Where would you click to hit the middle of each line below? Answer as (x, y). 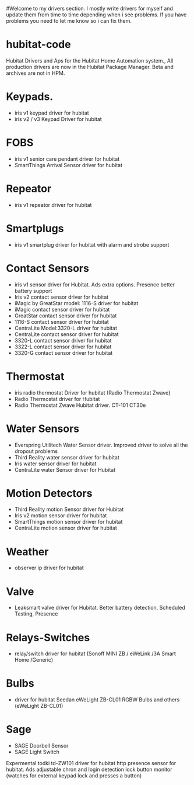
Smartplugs (35, 228)
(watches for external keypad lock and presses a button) (74, 776)
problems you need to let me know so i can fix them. (69, 21)
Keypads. (30, 97)
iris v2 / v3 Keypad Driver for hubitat (58, 119)
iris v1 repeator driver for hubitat (53, 205)
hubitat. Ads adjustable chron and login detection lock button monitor (89, 770)
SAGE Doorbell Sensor (41, 746)
